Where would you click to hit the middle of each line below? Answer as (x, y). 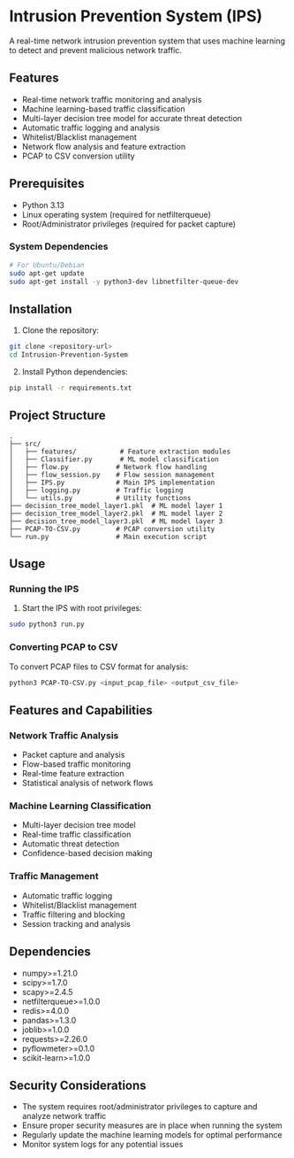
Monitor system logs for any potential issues (102, 1145)
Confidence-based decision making (87, 853)
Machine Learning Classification (80, 806)
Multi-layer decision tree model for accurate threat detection (132, 118)
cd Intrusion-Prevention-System (68, 355)
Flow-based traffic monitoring (76, 764)
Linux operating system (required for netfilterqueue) (117, 214)
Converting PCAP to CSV (64, 647)
